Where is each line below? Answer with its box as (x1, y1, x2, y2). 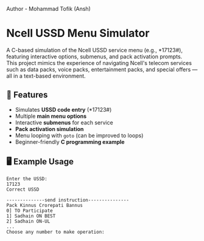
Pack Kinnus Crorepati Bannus (6, 202, 83, 208)
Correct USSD (6, 186, 40, 192)
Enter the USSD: (6, 175, 47, 182)
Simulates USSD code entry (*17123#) (15, 106, 112, 113)
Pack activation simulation (15, 125, 84, 132)
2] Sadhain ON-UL (6, 218, 51, 224)
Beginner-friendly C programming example (15, 138, 125, 145)
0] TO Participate (6, 208, 53, 214)
